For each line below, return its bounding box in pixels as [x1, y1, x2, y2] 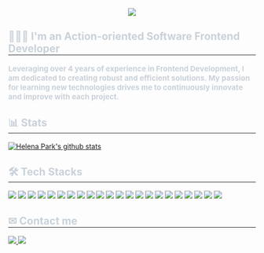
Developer [8, 42, 60, 56]
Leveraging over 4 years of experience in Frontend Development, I [8, 63, 245, 74]
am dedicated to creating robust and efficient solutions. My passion [8, 72, 251, 83]
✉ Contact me [8, 214, 78, 227]
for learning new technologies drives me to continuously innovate [8, 82, 244, 93]
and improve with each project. [8, 91, 119, 101]
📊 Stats [8, 116, 48, 130]
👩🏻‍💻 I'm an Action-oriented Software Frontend [8, 30, 240, 43]
